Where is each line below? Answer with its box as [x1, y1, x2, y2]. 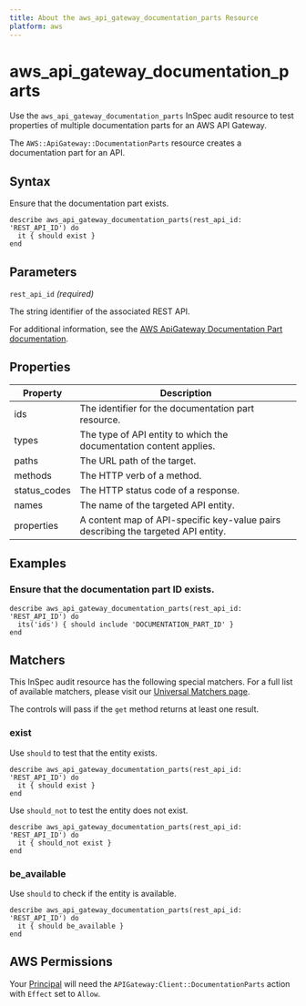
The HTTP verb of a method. [79, 469, 202, 482]
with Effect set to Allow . [9, 988, 101, 999]
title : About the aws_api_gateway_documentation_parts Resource [9, 13, 259, 23]
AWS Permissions [9, 954, 113, 970]
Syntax [9, 174, 51, 189]
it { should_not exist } [17, 838, 112, 848]
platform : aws [9, 22, 64, 31]
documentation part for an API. [9, 147, 126, 158]
